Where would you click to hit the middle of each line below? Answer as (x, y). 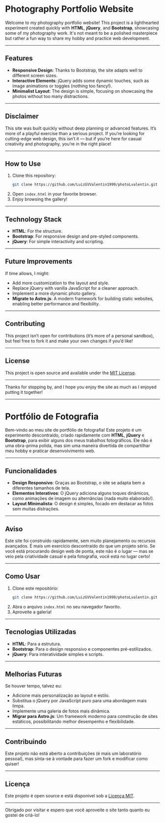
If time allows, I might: (27, 273)
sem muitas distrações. (36, 509)
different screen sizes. (35, 75)
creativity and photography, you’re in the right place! (58, 144)
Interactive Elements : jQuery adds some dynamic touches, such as (81, 81)
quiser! (12, 764)
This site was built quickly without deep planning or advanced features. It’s (81, 128)
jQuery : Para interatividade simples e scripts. (58, 654)
